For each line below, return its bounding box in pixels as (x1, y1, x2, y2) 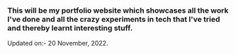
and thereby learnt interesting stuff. (7, 23, 133, 33)
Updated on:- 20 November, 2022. (7, 39, 108, 48)
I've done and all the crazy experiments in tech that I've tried (7, 14, 220, 24)
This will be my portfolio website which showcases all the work (7, 6, 229, 15)
